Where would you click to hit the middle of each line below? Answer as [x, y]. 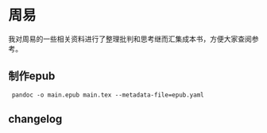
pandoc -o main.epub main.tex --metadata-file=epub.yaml [108, 95]
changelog [35, 119]
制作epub [32, 76]
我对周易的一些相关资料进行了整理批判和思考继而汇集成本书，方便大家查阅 [130, 39]
